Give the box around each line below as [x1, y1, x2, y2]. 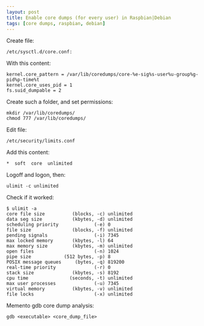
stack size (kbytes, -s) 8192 [6, 270, 119, 276]
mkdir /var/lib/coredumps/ [6, 110, 75, 116]
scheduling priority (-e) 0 [6, 221, 111, 228]
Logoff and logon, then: [6, 171, 66, 179]
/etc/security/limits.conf [6, 138, 75, 144]
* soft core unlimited [6, 160, 72, 167]
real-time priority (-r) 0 [6, 264, 111, 271]
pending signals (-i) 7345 [6, 232, 119, 239]
